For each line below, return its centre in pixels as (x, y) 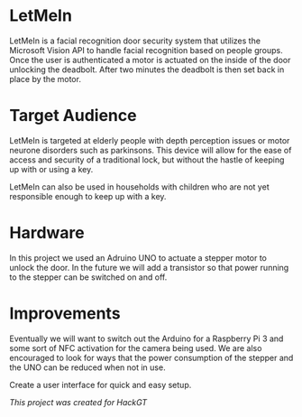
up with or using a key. (51, 169)
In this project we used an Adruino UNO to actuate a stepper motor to (138, 257)
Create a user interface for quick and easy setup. (101, 385)
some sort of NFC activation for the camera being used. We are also (136, 347)
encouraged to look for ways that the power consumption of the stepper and (151, 357)
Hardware (47, 233)
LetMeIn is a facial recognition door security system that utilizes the (135, 41)
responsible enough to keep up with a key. (88, 196)
